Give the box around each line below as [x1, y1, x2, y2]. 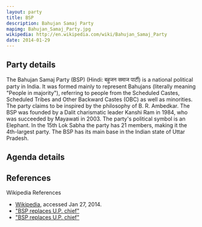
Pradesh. [6, 134, 29, 142]
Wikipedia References [6, 189, 61, 197]
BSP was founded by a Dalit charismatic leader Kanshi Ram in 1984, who [6, 108, 188, 116]
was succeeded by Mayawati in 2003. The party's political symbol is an [6, 115, 186, 122]
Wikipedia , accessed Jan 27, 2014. [15, 201, 102, 208]
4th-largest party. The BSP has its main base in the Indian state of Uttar [6, 128, 186, 135]
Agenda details [6, 152, 65, 162]
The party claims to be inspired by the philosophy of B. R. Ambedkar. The [6, 102, 190, 110]
